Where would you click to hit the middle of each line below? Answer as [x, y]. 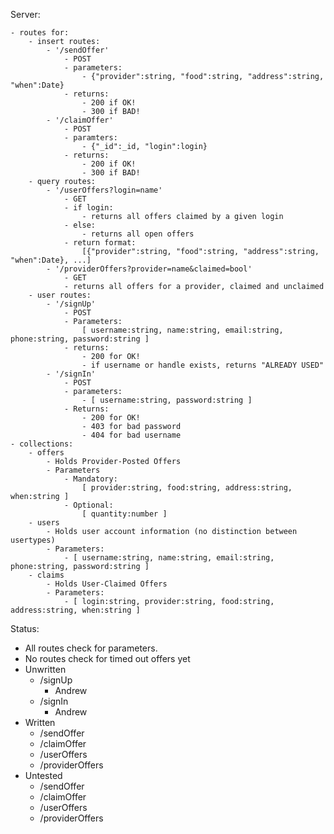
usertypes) [33, 540]
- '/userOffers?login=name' [104, 190]
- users [44, 523]
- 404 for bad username [131, 435]
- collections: [42, 444]
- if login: [88, 208]
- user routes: [60, 295]
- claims [46, 575]
